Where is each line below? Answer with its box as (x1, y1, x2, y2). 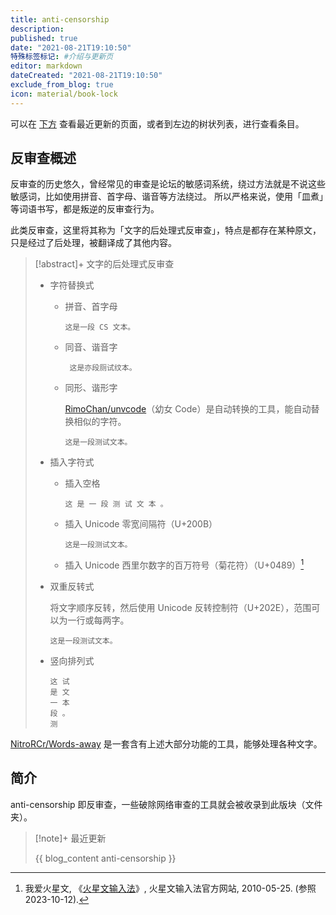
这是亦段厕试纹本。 (69, 363, 137, 373)
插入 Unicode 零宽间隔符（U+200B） (64, 518, 218, 530)
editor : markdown (10, 61, 83, 71)
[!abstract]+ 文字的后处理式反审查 (34, 258, 175, 270)
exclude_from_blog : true (10, 80, 114, 90)
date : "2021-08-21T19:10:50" (10, 42, 132, 53)
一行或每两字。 (67, 614, 130, 626)
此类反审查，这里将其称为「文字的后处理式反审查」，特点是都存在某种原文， (10, 224, 322, 236)
